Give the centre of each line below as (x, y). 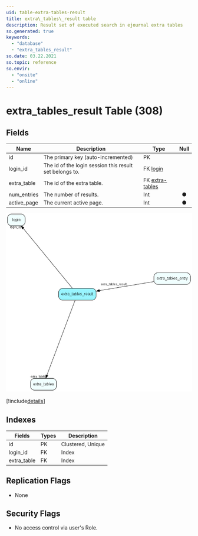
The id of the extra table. (73, 183)
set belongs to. (61, 172)
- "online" (25, 81)
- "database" (27, 44)
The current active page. (73, 203)
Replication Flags (38, 481)
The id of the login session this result (88, 165)
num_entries (24, 194)
